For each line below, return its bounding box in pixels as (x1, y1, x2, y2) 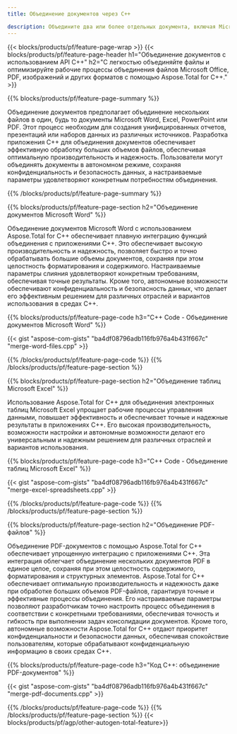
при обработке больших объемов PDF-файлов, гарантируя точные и (7, 587, 215, 595)
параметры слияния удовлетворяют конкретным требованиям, (7, 269, 200, 277)
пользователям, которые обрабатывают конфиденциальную (7, 639, 190, 648)
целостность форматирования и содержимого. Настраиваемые (7, 261, 201, 270)
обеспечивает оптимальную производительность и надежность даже (7, 579, 219, 587)
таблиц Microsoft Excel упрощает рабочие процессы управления (7, 405, 203, 414)
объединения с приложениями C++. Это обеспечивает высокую (7, 239, 203, 248)
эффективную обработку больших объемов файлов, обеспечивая (7, 145, 206, 154)
